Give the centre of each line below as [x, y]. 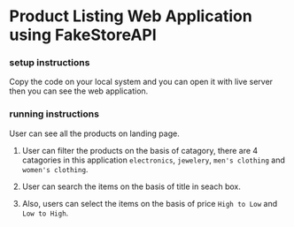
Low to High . [45, 213]
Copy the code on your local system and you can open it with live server [141, 82]
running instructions [54, 114]
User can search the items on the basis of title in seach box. [132, 186]
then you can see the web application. [79, 91]
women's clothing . [55, 169]
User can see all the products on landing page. [94, 133]
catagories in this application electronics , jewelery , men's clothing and [153, 160]
